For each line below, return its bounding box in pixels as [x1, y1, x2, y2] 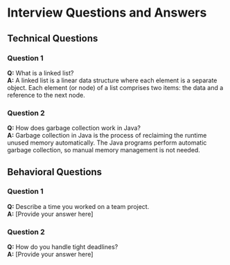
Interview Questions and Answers [7, 5, 207, 21]
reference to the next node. [7, 91, 85, 99]
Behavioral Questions [7, 166, 103, 178]
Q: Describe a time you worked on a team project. [7, 202, 150, 210]
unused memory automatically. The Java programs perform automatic [7, 138, 207, 147]
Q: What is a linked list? [7, 68, 74, 77]
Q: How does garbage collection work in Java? [7, 124, 141, 132]
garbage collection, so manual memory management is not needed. [7, 146, 201, 154]
